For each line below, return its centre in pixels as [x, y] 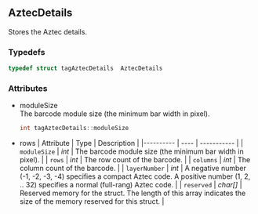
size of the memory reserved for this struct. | [92, 201]
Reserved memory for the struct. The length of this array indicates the [133, 193]
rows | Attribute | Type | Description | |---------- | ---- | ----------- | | [131, 143]
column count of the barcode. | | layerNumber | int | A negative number [133, 169]
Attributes [28, 88]
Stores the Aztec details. [48, 31]
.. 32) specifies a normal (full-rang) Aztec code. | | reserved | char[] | [131, 185]
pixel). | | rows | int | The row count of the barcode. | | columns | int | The [135, 160]
